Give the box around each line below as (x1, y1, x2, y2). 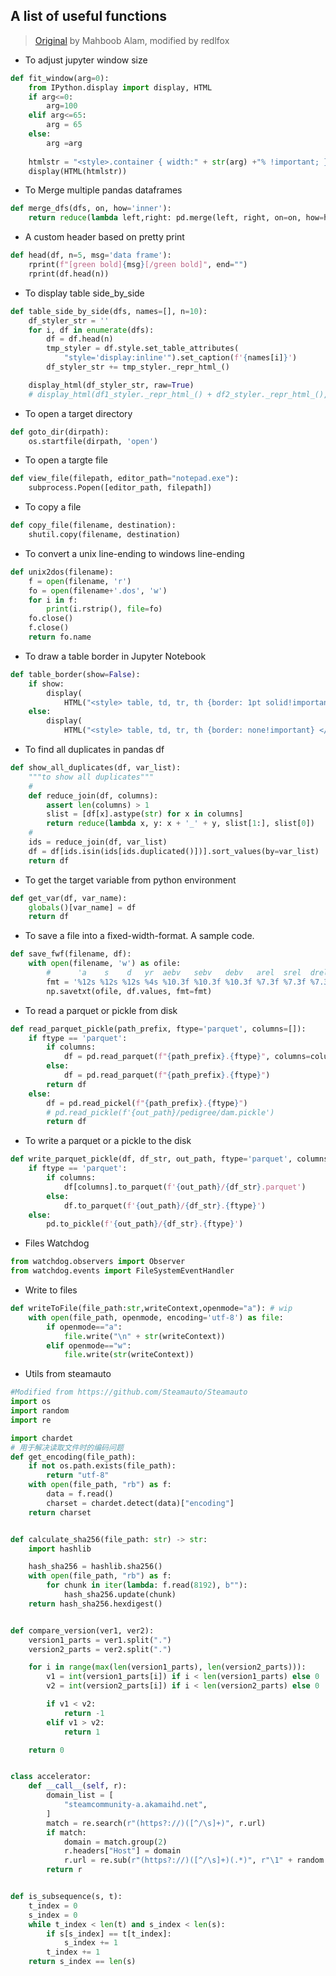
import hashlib (28, 1544, 92, 1554)
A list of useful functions (10, 8, 168, 25)
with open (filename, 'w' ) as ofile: (28, 959, 182, 969)
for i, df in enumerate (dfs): (28, 325, 155, 335)
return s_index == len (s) (28, 1957, 137, 1967)
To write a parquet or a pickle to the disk (24, 1135, 192, 1147)
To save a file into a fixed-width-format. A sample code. (24, 930, 255, 942)
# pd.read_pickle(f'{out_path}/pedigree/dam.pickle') (46, 1107, 275, 1118)
